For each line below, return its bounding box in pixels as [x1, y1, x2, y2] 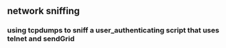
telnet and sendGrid [7, 34, 75, 43]
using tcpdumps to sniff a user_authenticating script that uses [7, 26, 220, 35]
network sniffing [7, 5, 80, 17]
